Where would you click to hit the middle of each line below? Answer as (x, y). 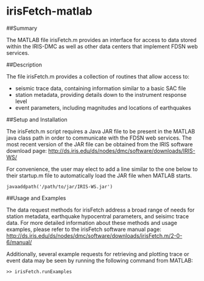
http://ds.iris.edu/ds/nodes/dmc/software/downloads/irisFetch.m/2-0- (94, 235)
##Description (24, 65)
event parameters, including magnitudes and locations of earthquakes (103, 107)
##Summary (22, 28)
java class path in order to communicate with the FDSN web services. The (99, 138)
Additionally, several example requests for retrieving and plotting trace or (98, 254)
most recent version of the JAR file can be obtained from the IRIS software (100, 144)
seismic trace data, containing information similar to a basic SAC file (100, 88)
